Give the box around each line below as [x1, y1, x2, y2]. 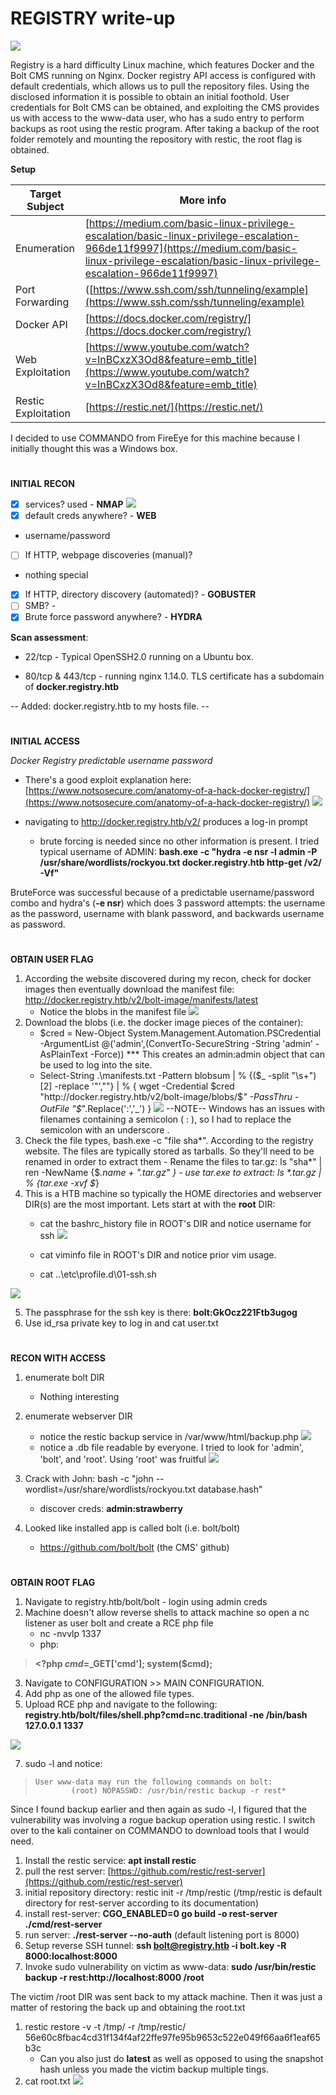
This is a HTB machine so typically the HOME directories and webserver [24, 1187, 323, 1199]
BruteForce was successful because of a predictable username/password [10, 886, 315, 898]
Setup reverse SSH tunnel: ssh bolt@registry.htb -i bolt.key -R [24, 1940, 287, 1952]
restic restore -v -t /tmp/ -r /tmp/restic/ [24, 2021, 187, 2033]
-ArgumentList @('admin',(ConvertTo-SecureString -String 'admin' [39, 1037, 313, 1049]
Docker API [15, 317, 68, 331]
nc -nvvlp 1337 [39, 1628, 102, 1640]
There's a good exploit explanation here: [24, 773, 192, 786]
